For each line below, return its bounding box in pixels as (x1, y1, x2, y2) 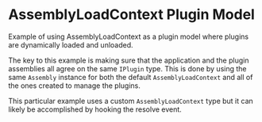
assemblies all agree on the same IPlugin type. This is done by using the (8, 63, 247, 73)
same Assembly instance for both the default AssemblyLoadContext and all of (8, 72, 253, 82)
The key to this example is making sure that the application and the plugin (8, 55, 249, 65)
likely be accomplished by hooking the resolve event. (8, 105, 183, 114)
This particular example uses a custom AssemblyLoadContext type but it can (8, 96, 254, 105)
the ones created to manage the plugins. (8, 81, 141, 90)
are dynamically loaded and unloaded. (8, 40, 133, 49)
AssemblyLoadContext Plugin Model (8, 6, 256, 24)
